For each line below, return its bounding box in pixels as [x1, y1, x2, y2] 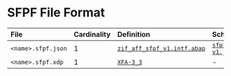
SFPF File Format [7, 5, 105, 21]
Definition [117, 29, 151, 39]
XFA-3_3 [117, 58, 142, 66]
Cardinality [73, 29, 111, 39]
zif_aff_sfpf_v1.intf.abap [117, 45, 206, 52]
